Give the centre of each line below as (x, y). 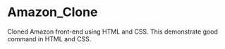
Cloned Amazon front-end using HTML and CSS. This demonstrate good (113, 31)
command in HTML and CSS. (49, 38)
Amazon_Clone (53, 12)
